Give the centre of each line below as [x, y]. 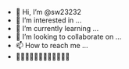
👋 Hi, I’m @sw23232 [48, 12]
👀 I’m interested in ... [48, 20]
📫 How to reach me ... [52, 45]
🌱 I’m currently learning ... [57, 28]
